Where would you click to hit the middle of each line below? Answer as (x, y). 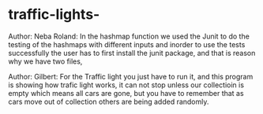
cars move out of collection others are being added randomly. (109, 101)
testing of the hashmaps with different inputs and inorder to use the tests (127, 44)
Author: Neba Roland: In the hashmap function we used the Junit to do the (129, 36)
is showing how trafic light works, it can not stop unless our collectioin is (126, 85)
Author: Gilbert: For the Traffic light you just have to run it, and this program (131, 76)
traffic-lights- (54, 15)
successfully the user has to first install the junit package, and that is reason (132, 53)
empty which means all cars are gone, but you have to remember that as (126, 93)
